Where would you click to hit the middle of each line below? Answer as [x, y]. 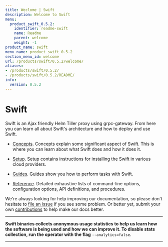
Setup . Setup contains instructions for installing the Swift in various [81, 159]
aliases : [14, 66]
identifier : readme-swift [41, 29]
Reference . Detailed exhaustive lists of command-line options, [76, 183]
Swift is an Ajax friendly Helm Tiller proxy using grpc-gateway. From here [80, 123]
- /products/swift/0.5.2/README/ [40, 75]
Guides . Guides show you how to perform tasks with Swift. [73, 174]
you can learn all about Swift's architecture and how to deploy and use [78, 129]
